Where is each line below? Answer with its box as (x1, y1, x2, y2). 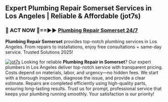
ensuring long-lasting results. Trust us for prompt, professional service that (5, 85, 162, 91)
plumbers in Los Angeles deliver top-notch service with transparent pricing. (5, 64, 163, 70)
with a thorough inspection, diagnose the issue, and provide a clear (5, 75, 146, 81)
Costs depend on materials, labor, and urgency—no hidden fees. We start (5, 69, 158, 75)
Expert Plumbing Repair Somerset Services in (5, 4, 152, 13)
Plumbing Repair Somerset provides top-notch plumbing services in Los (5, 38, 157, 44)
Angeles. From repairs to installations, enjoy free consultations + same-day (5, 44, 162, 50)
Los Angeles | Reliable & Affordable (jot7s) (5, 12, 141, 21)
